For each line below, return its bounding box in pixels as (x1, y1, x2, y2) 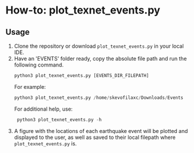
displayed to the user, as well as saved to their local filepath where (14, 134, 176, 141)
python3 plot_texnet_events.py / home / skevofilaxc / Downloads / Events (14, 95, 184, 101)
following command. (14, 61, 64, 68)
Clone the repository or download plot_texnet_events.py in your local (14, 42, 184, 49)
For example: (14, 83, 46, 90)
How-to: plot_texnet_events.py (5, 4, 160, 17)
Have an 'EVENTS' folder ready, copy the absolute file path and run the (14, 55, 187, 62)
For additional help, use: (14, 105, 73, 112)
